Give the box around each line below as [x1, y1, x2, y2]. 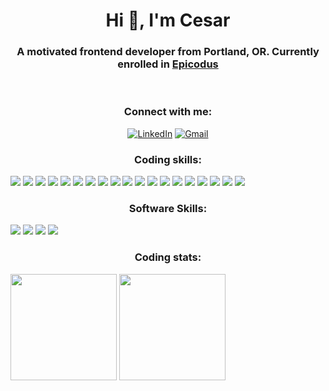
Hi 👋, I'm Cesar [105, 9, 231, 32]
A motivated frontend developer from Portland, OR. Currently [16, 45, 320, 59]
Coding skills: [134, 152, 202, 166]
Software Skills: [128, 202, 208, 215]
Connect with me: [123, 105, 213, 119]
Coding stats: [134, 250, 202, 264]
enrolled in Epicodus [117, 57, 219, 71]
